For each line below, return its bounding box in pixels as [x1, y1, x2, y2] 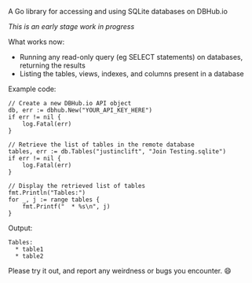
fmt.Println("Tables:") [8, 189, 86, 197]
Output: [8, 223, 33, 233]
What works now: [8, 37, 65, 46]
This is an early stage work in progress [8, 22, 135, 31]
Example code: [8, 84, 57, 94]
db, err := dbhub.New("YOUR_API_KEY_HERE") [8, 106, 153, 114]
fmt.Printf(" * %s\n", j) [22, 203, 111, 211]
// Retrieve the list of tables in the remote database [8, 141, 195, 149]
